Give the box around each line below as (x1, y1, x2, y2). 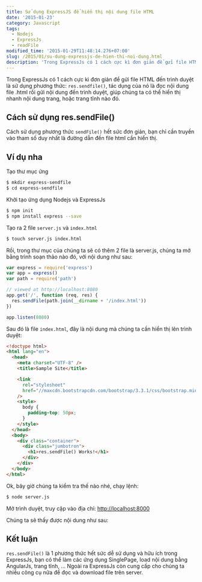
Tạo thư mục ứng (6, 168, 49, 175)
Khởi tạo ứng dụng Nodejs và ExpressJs (6, 196, 106, 203)
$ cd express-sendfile (6, 185, 63, 191)
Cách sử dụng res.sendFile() (6, 112, 115, 122)
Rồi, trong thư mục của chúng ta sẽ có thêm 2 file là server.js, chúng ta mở (6, 247, 191, 254)
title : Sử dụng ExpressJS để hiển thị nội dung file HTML (6, 8, 155, 15)
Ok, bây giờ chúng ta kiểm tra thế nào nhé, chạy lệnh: (6, 482, 139, 489)
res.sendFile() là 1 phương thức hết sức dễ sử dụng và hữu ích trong (6, 550, 178, 557)
